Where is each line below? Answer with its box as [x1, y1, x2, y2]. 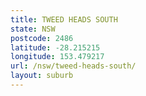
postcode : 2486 [10, 33, 74, 43]
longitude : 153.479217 [10, 52, 105, 62]
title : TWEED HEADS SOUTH [10, 14, 118, 25]
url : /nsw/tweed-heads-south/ [10, 61, 137, 71]
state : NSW [10, 24, 56, 34]
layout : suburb [10, 71, 74, 81]
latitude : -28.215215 [10, 42, 101, 53]
